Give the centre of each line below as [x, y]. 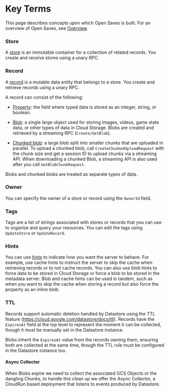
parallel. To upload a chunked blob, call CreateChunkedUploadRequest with [88, 148]
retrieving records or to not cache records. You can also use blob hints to [81, 268]
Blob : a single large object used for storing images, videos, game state [86, 122]
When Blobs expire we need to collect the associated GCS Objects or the [81, 373]
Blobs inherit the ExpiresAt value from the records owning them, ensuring [82, 339]
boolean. [22, 112]
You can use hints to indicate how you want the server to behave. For [77, 257]
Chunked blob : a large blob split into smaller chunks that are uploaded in [88, 143]
